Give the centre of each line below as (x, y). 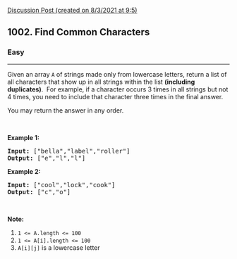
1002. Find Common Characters (79, 32)
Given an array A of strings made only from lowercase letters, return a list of (117, 74)
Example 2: (24, 171)
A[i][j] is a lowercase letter (59, 247)
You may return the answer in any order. (66, 110)
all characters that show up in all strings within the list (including (101, 82)
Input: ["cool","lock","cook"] (61, 185)
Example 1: (24, 137)
